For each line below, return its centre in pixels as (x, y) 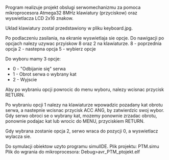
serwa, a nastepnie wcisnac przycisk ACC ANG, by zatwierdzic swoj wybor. (85, 110)
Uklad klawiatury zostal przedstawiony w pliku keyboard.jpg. (69, 28)
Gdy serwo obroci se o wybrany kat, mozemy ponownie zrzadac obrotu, (81, 116)
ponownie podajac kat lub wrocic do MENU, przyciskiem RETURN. (75, 121)
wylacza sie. (18, 136)
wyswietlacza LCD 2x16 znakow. (39, 18)
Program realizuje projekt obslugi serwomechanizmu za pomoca (73, 7)
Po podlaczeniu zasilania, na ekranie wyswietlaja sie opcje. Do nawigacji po (85, 38)
